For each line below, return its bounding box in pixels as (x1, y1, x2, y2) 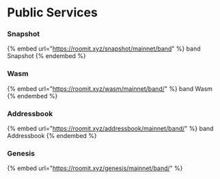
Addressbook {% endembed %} (7, 132, 97, 140)
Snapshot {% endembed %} (7, 52, 87, 60)
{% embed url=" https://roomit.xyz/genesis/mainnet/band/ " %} (7, 164, 183, 172)
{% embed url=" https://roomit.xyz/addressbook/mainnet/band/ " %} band (7, 124, 214, 133)
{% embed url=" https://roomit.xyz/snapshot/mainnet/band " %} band (7, 44, 201, 53)
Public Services (7, 5, 98, 20)
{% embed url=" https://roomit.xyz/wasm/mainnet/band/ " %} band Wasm (7, 84, 213, 93)
